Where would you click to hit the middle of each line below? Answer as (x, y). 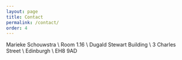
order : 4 (17, 28)
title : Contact (25, 17)
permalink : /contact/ (33, 22)
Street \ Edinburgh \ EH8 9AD (42, 51)
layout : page (22, 11)
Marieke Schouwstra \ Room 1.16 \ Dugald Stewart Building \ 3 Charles (91, 45)
